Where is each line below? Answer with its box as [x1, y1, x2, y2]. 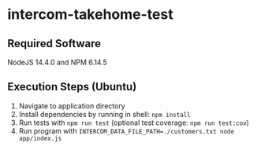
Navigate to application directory [18, 101, 125, 111]
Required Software [7, 37, 102, 50]
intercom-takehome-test [7, 5, 174, 24]
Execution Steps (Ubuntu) [7, 80, 137, 93]
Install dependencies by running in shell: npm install [18, 109, 191, 119]
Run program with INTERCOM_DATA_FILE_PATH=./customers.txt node [18, 126, 234, 135]
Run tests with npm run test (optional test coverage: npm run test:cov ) [18, 118, 250, 127]
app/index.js [18, 134, 62, 142]
